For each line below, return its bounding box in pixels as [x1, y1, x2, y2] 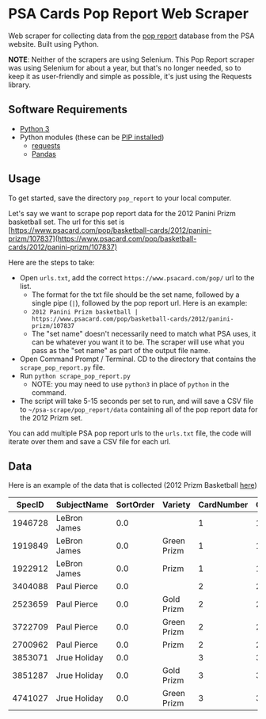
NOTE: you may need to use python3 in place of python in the [31, 379, 230, 389]
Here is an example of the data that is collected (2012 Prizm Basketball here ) [8, 481, 257, 490]
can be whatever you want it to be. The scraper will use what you [31, 337, 245, 347]
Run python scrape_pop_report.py [19, 371, 131, 380]
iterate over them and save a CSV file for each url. [8, 436, 171, 446]
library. [8, 80, 32, 89]
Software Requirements [8, 103, 128, 116]
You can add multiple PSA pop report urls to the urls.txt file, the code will [8, 428, 252, 438]
